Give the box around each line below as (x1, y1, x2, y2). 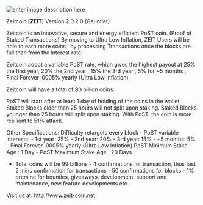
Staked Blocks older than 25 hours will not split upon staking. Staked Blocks (6, 104, 197, 111)
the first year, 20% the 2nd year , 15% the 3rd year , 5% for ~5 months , (6, 67, 187, 75)
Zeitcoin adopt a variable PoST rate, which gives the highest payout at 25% (6, 61, 196, 68)
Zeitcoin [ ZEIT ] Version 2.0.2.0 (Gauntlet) (6, 18, 110, 24)
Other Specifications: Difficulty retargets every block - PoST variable (6, 129, 179, 136)
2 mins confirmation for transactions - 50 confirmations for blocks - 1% (15, 167, 194, 174)
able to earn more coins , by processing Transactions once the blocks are (6, 43, 191, 50)
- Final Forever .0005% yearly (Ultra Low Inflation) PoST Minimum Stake (6, 142, 188, 149)
